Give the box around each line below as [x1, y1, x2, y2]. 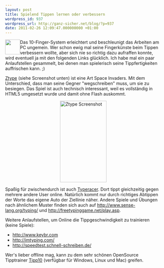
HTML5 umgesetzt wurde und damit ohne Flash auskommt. [5, 91, 126, 97]
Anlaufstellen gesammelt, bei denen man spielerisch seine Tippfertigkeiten [5, 60, 158, 66]
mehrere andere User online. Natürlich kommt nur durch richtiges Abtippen [5, 192, 159, 198]
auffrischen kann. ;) [5, 65, 46, 72]
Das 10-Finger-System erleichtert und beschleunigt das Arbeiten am [20, 39, 160, 45]
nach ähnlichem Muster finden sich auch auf [5, 202, 96, 208]
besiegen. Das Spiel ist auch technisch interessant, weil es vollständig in [5, 86, 153, 92]
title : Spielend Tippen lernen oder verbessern [5, 12, 106, 17]
